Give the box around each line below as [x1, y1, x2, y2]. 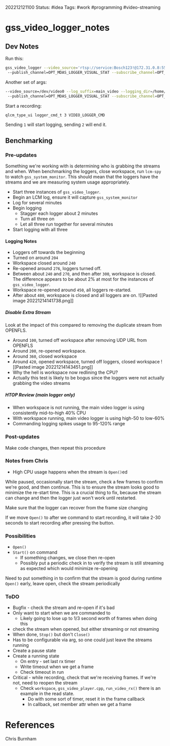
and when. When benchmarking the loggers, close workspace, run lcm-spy [5, 168, 161, 174]
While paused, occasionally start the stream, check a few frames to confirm [5, 478, 163, 485]
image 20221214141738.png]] [12, 298, 74, 304]
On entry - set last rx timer [20, 659, 76, 665]
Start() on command [12, 549, 58, 555]
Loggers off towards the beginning [12, 249, 85, 255]
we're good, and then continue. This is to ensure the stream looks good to [5, 484, 159, 490]
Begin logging [12, 205, 42, 211]
